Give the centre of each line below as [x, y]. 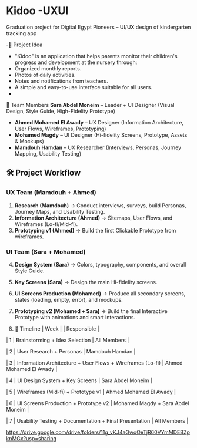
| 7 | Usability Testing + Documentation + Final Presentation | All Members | [97, 420]
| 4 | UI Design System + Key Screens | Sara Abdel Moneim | [79, 380]
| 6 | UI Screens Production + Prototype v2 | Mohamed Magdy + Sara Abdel [98, 403]
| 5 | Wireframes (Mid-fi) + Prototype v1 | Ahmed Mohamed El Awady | [91, 392]
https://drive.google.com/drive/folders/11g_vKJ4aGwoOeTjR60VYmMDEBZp [98, 432]
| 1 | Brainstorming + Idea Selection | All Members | [68, 340]
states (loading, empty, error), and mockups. [69, 299]
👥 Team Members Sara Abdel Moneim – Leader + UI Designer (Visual [90, 105]
